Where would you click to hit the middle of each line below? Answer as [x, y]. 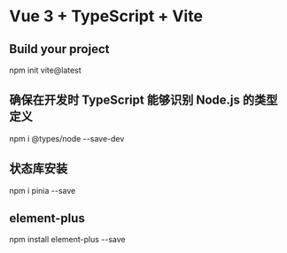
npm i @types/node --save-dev [67, 138]
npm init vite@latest [45, 70]
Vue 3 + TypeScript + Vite [106, 16]
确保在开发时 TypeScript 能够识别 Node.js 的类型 [143, 100]
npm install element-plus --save [67, 240]
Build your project [59, 49]
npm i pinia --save [43, 190]
